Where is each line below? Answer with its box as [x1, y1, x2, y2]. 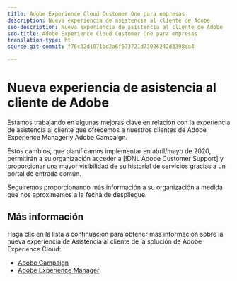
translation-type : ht [7, 37, 71, 44]
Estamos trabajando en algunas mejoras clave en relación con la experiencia [7, 118, 231, 126]
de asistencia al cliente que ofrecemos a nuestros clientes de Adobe [7, 125, 207, 134]
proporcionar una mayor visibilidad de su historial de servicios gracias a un [7, 162, 226, 170]
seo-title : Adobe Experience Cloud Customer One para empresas [7, 30, 198, 37]
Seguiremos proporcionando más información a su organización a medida [7, 183, 223, 191]
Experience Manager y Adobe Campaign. [7, 133, 128, 141]
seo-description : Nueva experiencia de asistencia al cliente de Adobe [7, 23, 223, 30]
